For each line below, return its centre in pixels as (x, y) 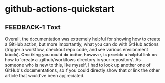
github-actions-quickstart (60, 9)
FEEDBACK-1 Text (33, 27)
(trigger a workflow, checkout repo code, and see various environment (77, 49)
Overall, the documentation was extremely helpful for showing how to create (83, 39)
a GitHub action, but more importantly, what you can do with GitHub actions (82, 44)
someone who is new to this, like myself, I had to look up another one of (78, 65)
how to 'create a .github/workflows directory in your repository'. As (73, 60)
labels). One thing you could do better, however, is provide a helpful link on (81, 55)
